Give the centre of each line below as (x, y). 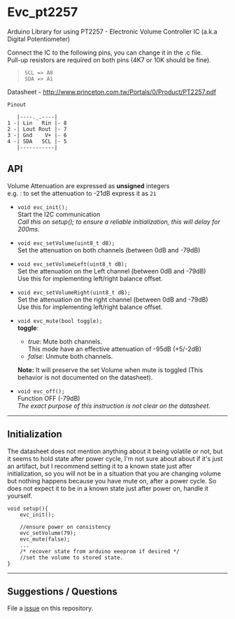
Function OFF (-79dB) (49, 398)
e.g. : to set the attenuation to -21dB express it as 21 (82, 193)
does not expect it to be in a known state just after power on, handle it (108, 488)
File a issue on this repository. (50, 609)
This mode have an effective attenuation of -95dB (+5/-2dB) (114, 349)
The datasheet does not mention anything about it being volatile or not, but (115, 451)
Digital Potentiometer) (39, 38)
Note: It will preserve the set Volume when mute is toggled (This (110, 370)
